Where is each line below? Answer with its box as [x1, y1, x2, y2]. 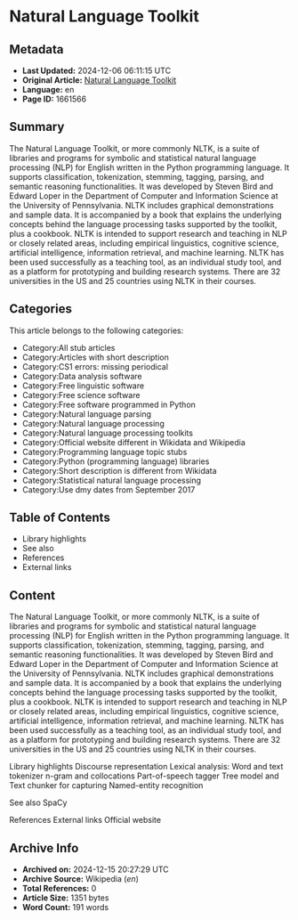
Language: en [21, 85, 75, 94]
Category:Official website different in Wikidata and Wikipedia [21, 436, 246, 447]
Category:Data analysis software [21, 370, 142, 381]
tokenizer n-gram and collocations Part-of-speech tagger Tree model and [9, 770, 279, 781]
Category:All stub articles [21, 342, 116, 353]
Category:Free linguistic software [21, 380, 145, 391]
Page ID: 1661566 [21, 94, 87, 104]
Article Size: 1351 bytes [21, 892, 109, 903]
